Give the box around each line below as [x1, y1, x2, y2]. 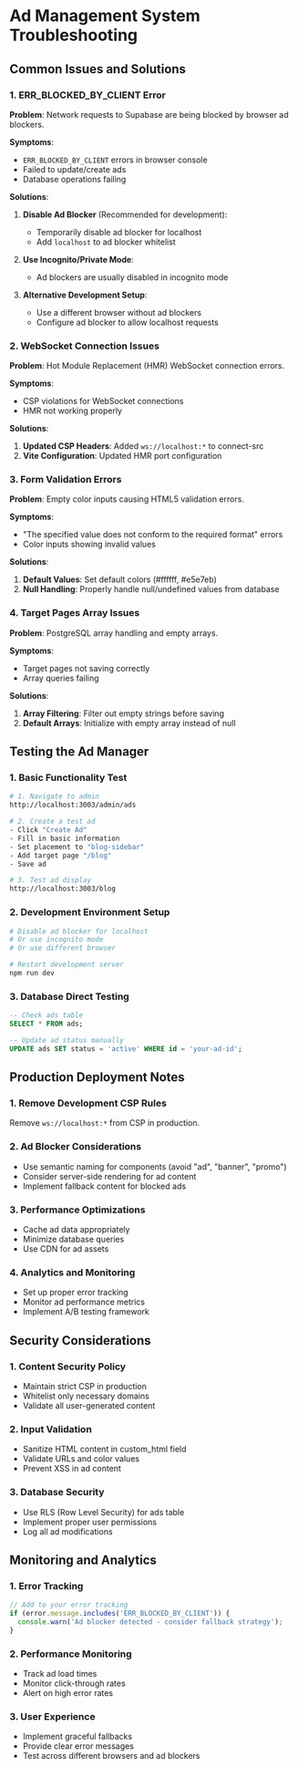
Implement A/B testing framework [22, 1306, 150, 1317]
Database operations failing [22, 173, 127, 184]
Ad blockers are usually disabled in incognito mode [36, 271, 229, 283]
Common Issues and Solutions [9, 61, 187, 77]
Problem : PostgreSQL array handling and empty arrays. [9, 627, 219, 639]
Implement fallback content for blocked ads [22, 1180, 187, 1191]
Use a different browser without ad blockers [36, 307, 202, 317]
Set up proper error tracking [22, 1287, 129, 1298]
